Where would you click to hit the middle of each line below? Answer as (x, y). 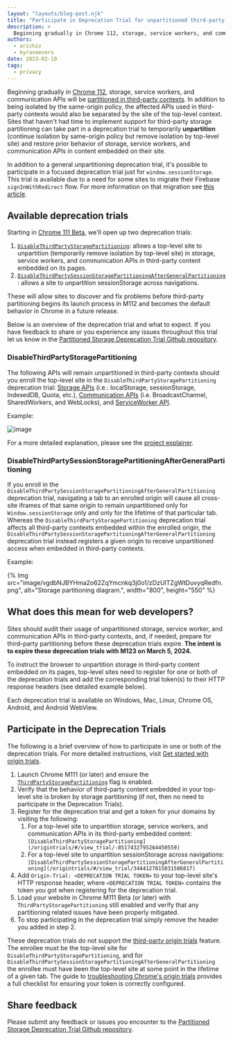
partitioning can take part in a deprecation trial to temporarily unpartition (112, 129)
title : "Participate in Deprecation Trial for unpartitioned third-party (116, 20)
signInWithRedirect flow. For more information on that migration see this (111, 186)
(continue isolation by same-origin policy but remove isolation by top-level (113, 136)
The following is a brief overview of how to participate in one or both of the (114, 746)
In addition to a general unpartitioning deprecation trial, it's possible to (107, 164)
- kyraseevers (34, 53)
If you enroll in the (33, 484)
